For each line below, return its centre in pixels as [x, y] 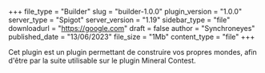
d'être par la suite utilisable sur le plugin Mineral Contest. [102, 60]
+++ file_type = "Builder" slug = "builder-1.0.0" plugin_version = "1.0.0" [125, 12]
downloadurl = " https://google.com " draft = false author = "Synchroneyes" [132, 28]
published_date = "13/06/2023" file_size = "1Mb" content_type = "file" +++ [132, 36]
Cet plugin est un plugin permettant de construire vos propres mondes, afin [133, 52]
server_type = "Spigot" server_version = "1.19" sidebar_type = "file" [119, 20]
